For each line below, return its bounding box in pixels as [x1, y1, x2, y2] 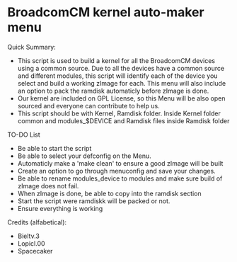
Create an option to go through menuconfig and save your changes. [17, 166, 216, 175]
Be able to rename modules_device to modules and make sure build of [17, 174, 223, 183]
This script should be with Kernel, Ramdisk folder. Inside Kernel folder [17, 109, 221, 118]
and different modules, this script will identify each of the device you [17, 72, 218, 80]
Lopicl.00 [17, 239, 45, 248]
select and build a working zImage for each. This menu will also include [17, 79, 226, 87]
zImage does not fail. [17, 181, 79, 190]
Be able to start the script [17, 144, 92, 152]
